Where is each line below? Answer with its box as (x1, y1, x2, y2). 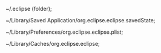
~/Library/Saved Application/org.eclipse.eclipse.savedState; (5, 17, 156, 23)
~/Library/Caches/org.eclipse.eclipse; (5, 40, 100, 47)
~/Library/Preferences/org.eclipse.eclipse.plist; (5, 28, 123, 36)
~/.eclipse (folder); (5, 5, 52, 12)
